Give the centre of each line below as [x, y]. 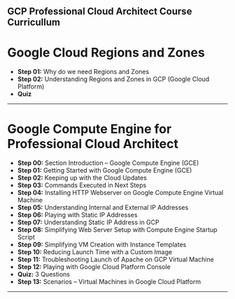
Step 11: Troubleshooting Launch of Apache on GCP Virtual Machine [116, 260]
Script [26, 238]
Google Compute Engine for [90, 129]
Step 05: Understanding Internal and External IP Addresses [103, 207]
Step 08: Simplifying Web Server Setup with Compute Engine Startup [117, 230]
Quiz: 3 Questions [43, 275]
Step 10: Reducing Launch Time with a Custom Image [95, 252]
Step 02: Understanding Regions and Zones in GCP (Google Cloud [113, 79]
